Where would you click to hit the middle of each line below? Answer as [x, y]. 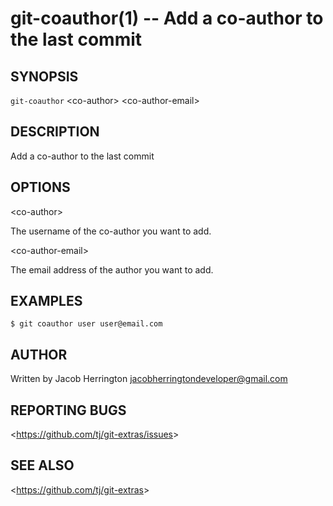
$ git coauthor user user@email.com [86, 324]
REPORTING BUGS [68, 410]
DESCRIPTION [55, 132]
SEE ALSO [42, 465]
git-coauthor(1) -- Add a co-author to [167, 18]
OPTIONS [40, 187]
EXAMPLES [46, 301]
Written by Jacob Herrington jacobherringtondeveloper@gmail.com [149, 379]
